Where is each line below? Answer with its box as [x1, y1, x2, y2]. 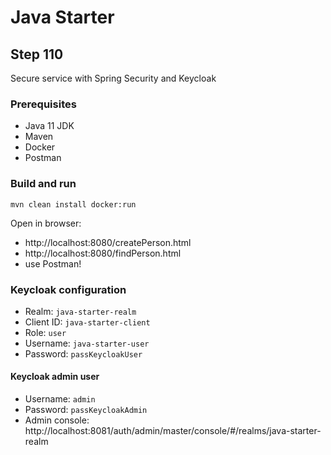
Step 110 [10, 46, 64, 63]
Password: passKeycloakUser [24, 347, 143, 360]
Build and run [10, 177, 77, 191]
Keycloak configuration [10, 282, 127, 296]
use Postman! [24, 257, 82, 270]
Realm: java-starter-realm [24, 305, 137, 317]
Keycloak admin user [10, 371, 100, 383]
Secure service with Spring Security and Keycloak [10, 72, 217, 84]
